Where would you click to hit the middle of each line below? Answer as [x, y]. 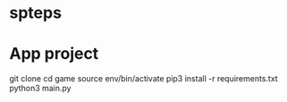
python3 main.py [40, 89]
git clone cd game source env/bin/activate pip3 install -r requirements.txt [144, 79]
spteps [36, 13]
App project [54, 54]
